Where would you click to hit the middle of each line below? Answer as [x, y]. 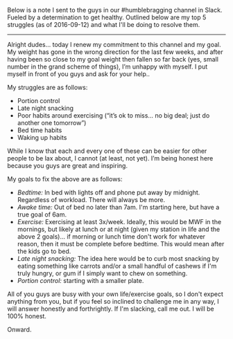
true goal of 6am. [42, 214]
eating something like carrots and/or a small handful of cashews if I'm [117, 266]
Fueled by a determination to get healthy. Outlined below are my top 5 [107, 17]
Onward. [19, 329]
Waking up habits [42, 137]
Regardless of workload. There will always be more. [91, 200]
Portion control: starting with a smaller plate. [80, 281]
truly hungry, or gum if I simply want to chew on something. [102, 273]
